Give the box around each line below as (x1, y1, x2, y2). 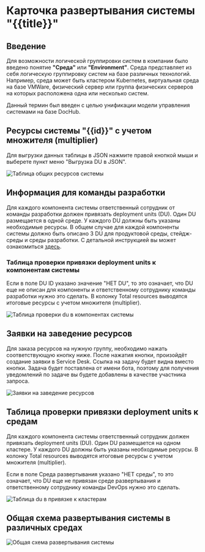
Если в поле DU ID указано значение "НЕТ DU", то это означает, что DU (6, 279, 193, 287)
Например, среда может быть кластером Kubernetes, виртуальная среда (6, 77, 199, 84)
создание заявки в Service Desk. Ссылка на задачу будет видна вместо (6, 358, 194, 365)
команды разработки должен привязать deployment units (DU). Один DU (6, 210, 196, 218)
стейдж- (170, 230, 193, 237)
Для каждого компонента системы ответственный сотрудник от (6, 204, 176, 211)
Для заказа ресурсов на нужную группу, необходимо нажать (6, 345, 168, 352)
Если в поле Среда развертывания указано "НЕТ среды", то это (6, 470, 174, 477)
